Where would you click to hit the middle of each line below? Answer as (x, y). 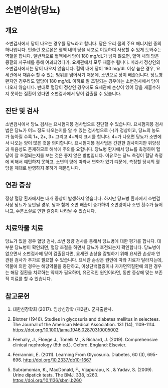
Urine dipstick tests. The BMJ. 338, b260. (55, 375)
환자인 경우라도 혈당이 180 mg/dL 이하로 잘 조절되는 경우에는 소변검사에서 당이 (82, 81)
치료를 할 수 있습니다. (31, 279)
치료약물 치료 (24, 228)
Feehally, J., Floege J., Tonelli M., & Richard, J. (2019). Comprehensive (85, 340)
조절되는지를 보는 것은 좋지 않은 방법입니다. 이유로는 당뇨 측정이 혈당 (87, 155)
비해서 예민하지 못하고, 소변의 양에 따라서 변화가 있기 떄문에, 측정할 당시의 (82, 162)
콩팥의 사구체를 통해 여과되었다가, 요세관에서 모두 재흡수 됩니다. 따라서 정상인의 (83, 62)
